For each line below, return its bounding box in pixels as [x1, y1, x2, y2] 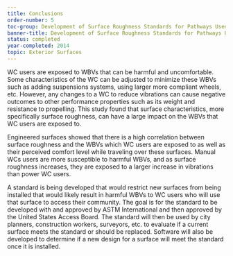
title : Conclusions [7, 10, 64, 17]
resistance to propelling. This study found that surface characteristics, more [7, 105, 225, 113]
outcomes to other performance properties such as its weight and [7, 97, 196, 105]
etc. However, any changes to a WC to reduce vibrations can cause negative [7, 89, 226, 98]
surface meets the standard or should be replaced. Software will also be [7, 227, 214, 236]
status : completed [7, 36, 60, 43]
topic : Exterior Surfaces [7, 49, 82, 56]
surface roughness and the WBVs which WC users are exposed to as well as [7, 140, 226, 148]
